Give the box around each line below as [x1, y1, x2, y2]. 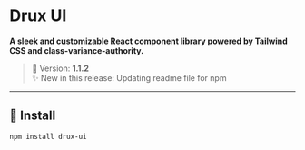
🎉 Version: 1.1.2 [31, 63, 89, 74]
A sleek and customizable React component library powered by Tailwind [9, 35, 288, 46]
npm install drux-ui [9, 132, 88, 141]
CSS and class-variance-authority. [9, 45, 144, 55]
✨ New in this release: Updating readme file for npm [31, 72, 227, 83]
